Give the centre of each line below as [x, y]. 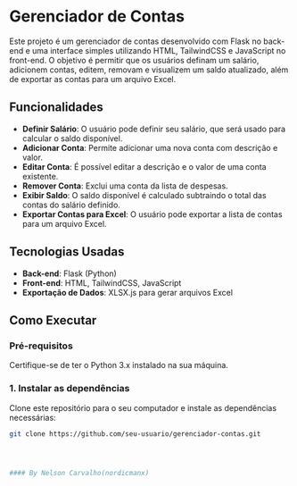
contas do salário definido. [71, 205]
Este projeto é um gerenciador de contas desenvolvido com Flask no [135, 41]
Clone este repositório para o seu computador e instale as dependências [143, 407]
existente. [40, 176]
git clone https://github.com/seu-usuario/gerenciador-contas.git [135, 434]
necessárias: [33, 417]
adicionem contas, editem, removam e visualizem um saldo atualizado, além [149, 70]
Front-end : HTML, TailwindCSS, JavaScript [102, 282]
